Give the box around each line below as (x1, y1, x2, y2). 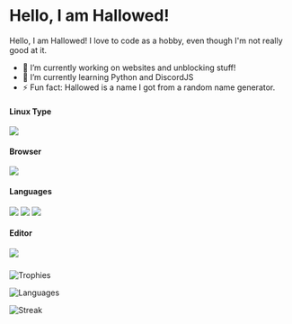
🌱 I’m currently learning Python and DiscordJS (22, 71, 194, 82)
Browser (9, 146, 42, 157)
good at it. (9, 44, 48, 55)
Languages (9, 185, 52, 196)
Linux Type (9, 105, 52, 117)
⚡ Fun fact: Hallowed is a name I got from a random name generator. (22, 82, 276, 93)
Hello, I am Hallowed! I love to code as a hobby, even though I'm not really (9, 35, 283, 46)
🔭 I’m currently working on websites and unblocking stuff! (22, 62, 236, 73)
